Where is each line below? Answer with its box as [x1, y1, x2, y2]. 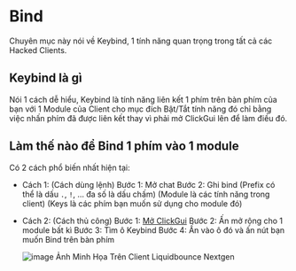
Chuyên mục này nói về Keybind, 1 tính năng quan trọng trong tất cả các [9, 35, 273, 46]
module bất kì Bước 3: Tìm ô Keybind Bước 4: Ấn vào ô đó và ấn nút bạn [21, 224, 285, 236]
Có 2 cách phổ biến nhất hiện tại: [9, 162, 130, 173]
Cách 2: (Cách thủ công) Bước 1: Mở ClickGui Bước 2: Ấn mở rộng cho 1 [21, 215, 284, 226]
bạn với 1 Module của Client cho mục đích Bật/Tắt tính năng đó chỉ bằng [9, 104, 272, 114]
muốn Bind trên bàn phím [21, 234, 115, 244]
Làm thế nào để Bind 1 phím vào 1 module [9, 139, 239, 154]
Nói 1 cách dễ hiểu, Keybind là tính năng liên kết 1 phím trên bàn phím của [9, 94, 277, 105]
